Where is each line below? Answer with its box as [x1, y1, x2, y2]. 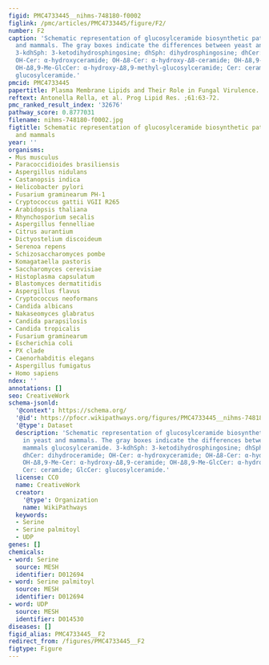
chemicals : [8, 548, 45, 556]
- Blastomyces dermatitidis [8, 280, 102, 288]
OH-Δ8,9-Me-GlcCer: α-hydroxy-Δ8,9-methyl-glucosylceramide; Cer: [15, 64, 242, 72]
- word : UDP [8, 600, 48, 608]
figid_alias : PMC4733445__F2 [8, 630, 106, 638]
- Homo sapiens [8, 369, 59, 377]
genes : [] [8, 541, 42, 549]
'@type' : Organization [22, 496, 98, 504]
